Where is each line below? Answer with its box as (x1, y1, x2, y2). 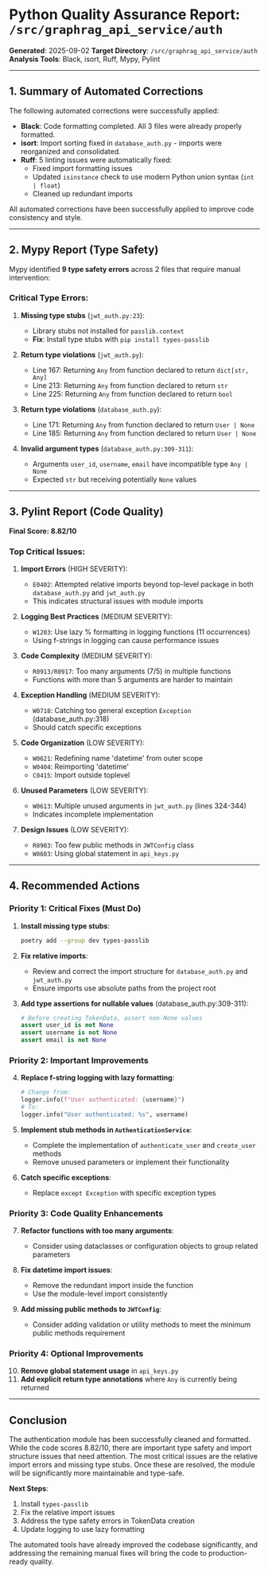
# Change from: (20, 1088, 72, 1096)
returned (20, 1383, 50, 1393)
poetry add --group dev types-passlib (20, 936, 150, 944)
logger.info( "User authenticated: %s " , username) (20, 1111, 189, 1118)
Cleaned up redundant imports (32, 188, 134, 198)
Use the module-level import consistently (32, 1289, 168, 1299)
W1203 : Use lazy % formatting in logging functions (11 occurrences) (32, 626, 251, 637)
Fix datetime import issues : (20, 1266, 113, 1275)
